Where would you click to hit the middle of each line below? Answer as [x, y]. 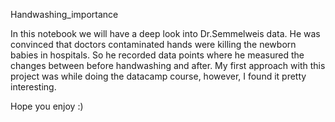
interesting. [33, 87]
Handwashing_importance [64, 14]
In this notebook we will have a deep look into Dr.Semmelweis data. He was [165, 33]
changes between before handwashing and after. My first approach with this [168, 65]
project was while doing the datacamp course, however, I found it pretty [158, 76]
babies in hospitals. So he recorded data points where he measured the [157, 55]
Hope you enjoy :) [47, 106]
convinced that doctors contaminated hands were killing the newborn [153, 44]
